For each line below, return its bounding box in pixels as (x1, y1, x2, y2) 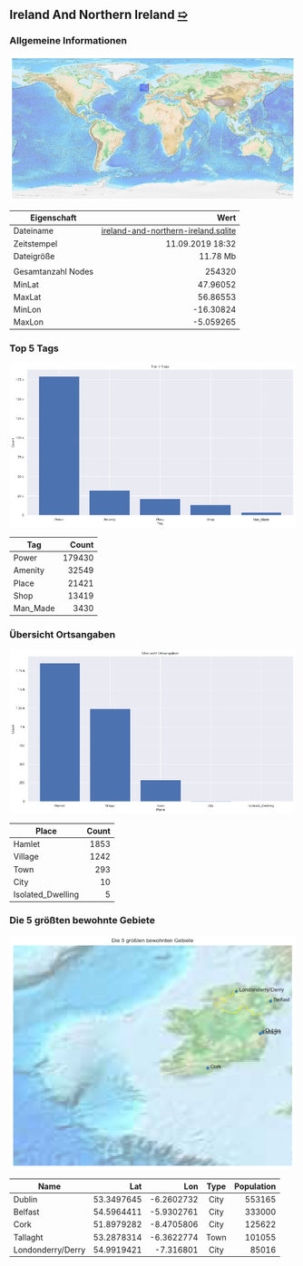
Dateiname (13, 226, 54, 237)
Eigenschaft (30, 212, 77, 223)
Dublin (13, 1193, 38, 1204)
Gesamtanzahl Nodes (13, 267, 93, 278)
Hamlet (13, 839, 41, 850)
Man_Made (13, 603, 55, 614)
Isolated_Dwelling (13, 889, 80, 901)
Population (234, 1181, 277, 1192)
